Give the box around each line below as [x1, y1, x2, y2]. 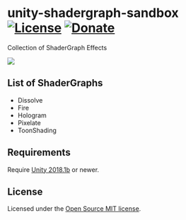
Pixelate [17, 118, 41, 127]
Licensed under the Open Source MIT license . [7, 204, 141, 213]
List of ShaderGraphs [7, 77, 103, 89]
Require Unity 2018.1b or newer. [7, 165, 100, 174]
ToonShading [17, 126, 57, 134]
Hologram [17, 111, 47, 120]
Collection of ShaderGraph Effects [7, 43, 107, 52]
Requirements [7, 146, 71, 158]
